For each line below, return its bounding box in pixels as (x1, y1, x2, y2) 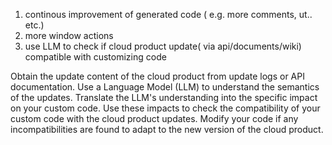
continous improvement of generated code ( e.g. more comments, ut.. (24, 9, 313, 20)
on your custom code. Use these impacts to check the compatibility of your (10, 102, 321, 114)
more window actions (24, 30, 114, 41)
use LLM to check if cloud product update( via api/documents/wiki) (24, 40, 302, 52)
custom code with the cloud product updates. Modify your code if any (10, 113, 299, 124)
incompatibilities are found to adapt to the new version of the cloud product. (10, 124, 324, 135)
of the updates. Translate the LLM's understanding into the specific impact (10, 92, 318, 103)
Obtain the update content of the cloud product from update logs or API (10, 70, 305, 82)
